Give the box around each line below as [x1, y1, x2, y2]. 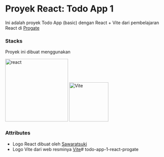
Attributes [5, 129, 31, 136]
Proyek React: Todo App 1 [5, 3, 114, 15]
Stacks [5, 37, 23, 44]
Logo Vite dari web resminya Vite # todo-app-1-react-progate [12, 146, 139, 152]
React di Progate [5, 25, 40, 31]
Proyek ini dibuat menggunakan [5, 49, 71, 55]
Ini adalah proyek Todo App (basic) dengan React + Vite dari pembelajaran [5, 20, 159, 26]
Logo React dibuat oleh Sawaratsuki [12, 141, 87, 147]
